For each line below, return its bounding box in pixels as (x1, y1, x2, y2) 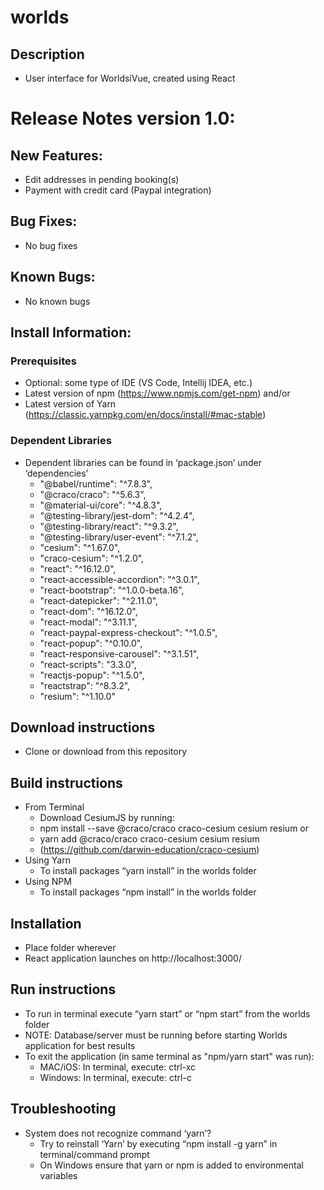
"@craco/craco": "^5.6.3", (39, 488, 147, 500)
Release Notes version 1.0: (10, 107, 236, 130)
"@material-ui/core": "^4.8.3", (39, 499, 163, 511)
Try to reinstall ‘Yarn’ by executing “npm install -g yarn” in (39, 1137, 278, 1150)
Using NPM (24, 876, 72, 888)
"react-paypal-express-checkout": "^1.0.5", (39, 626, 218, 638)
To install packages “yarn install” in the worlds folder (39, 865, 257, 877)
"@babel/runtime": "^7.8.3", (39, 477, 153, 490)
